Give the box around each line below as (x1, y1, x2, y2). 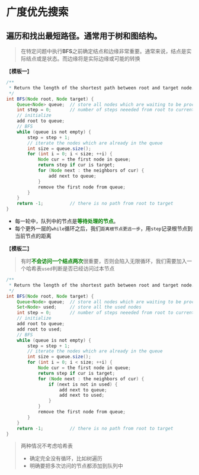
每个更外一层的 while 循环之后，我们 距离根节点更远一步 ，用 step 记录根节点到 (14, 225, 193, 232)
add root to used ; (17, 326, 62, 332)
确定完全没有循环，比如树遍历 (29, 455, 102, 462)
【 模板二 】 (6, 245, 33, 252)
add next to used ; (59, 392, 105, 399)
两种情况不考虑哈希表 (20, 442, 73, 450)
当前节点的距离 (14, 232, 52, 239)
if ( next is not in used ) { (48, 381, 118, 387)
